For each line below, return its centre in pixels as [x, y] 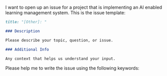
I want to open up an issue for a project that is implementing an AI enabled [84, 7]
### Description [23, 31]
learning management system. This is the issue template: [65, 13]
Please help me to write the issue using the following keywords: [72, 68]
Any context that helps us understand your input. [60, 59]
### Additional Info [27, 49]
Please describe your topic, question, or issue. [59, 40]
